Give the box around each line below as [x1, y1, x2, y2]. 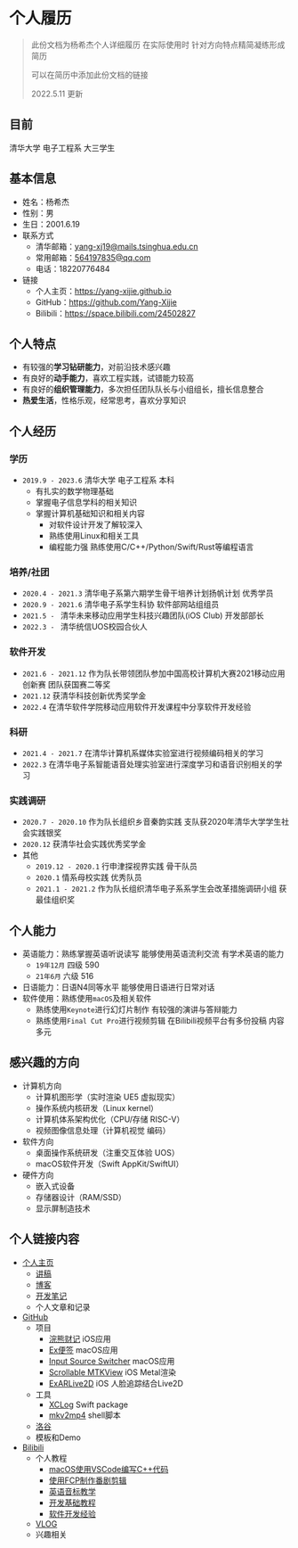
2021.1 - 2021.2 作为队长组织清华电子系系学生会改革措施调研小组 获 [35, 884, 287, 894]
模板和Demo [35, 1432, 82, 1443]
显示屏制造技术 [35, 1203, 91, 1214]
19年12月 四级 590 [35, 959, 100, 970]
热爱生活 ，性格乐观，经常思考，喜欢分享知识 [21, 395, 187, 406]
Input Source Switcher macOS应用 [48, 1355, 175, 1366]
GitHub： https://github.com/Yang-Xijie [35, 296, 178, 308]
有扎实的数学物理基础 [35, 486, 114, 497]
